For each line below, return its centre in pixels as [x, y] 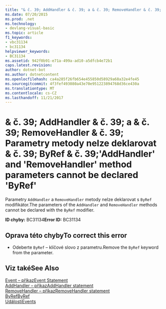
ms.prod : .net [20, 19]
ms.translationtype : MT [30, 88]
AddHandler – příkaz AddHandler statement [49, 285]
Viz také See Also [32, 268]
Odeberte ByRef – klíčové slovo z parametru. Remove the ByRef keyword [85, 247]
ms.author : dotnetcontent [32, 75]
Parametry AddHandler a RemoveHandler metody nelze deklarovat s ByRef [79, 200]
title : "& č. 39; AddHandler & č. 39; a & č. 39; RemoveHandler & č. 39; [83, 10]
